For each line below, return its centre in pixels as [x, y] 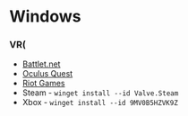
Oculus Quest [47, 74]
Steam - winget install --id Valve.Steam [100, 93]
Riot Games [43, 84]
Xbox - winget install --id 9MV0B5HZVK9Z [100, 103]
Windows [45, 17]
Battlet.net [41, 64]
